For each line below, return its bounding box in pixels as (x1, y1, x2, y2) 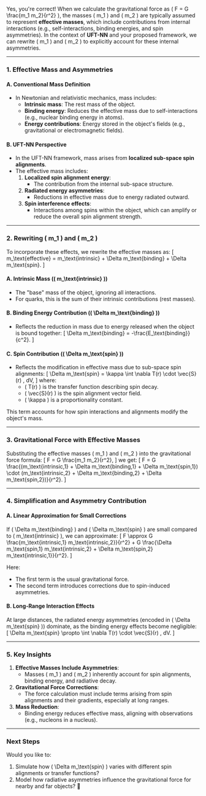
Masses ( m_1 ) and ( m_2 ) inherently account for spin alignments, (24, 671, 191, 678)
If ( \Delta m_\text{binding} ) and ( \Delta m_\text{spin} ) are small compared (6, 526, 197, 533)
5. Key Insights (6, 650, 51, 659)
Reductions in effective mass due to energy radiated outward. (33, 193, 190, 201)
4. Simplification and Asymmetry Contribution (6, 497, 147, 505)
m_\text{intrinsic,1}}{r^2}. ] (6, 551, 72, 559)
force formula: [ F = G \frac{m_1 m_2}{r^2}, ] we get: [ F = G (6, 456, 156, 464)
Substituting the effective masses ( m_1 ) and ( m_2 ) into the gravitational (6, 450, 191, 457)
